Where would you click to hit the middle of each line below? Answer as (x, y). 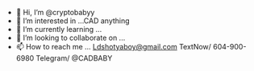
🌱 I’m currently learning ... (59, 29)
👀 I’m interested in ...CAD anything (73, 21)
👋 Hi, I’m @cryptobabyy (55, 12)
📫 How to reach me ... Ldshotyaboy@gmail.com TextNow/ (114, 47)
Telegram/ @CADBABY (74, 58)
